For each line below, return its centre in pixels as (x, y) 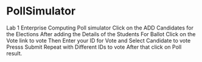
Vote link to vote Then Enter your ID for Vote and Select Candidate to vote (99, 40)
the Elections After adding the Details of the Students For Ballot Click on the (101, 34)
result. (14, 53)
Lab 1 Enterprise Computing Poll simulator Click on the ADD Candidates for (100, 28)
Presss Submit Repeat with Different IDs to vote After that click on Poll (94, 47)
